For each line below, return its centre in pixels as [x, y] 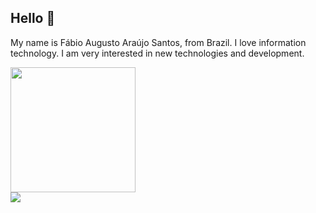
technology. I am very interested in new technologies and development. [157, 53]
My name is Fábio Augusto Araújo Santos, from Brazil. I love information [158, 42]
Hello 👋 [33, 18]
